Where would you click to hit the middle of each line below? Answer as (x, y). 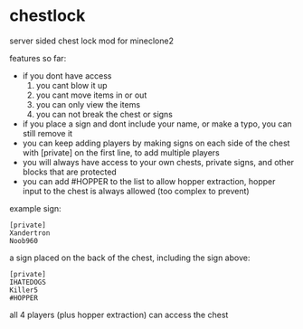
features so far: (38, 58)
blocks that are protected (70, 172)
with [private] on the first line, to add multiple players (121, 152)
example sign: (35, 208)
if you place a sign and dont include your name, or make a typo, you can (157, 124)
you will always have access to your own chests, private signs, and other (158, 162)
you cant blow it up (71, 85)
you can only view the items (88, 104)
